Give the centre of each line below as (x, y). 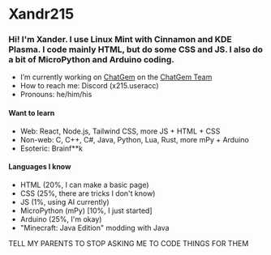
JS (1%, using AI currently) (65, 202)
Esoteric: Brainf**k (52, 148)
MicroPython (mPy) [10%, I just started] (86, 210)
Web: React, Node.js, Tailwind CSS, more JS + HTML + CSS (120, 131)
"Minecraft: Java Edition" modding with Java (95, 227)
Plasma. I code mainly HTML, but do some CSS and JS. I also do (136, 49)
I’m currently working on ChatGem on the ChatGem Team (116, 77)
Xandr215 (41, 14)
